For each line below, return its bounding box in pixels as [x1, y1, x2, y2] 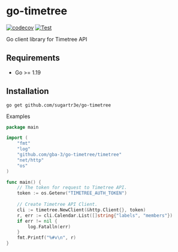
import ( [6, 135, 28, 141]
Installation [6, 86, 49, 96]
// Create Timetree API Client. [17, 202, 98, 208]
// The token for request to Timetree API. [17, 184, 128, 191]
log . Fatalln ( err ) [28, 223, 71, 230]
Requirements [6, 53, 60, 63]
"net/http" [17, 157, 44, 163]
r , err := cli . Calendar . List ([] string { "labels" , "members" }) [17, 212, 173, 218]
